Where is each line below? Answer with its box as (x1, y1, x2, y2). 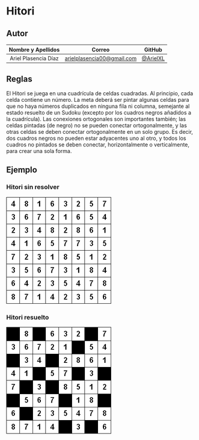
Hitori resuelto (6, 313, 49, 321)
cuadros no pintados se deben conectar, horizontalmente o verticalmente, (6, 141, 190, 148)
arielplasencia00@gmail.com (64, 54, 137, 61)
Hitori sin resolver (6, 183, 60, 191)
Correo (91, 46, 110, 53)
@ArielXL (141, 54, 165, 61)
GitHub (144, 46, 162, 53)
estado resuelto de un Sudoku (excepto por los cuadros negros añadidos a (6, 109, 191, 116)
